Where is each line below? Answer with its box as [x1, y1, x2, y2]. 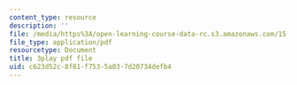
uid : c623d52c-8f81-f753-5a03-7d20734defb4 [9, 63, 172, 72]
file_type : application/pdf [9, 37, 113, 47]
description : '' [9, 21, 69, 30]
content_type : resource [9, 12, 97, 22]
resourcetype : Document [9, 46, 97, 55]
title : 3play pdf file [9, 54, 93, 63]
